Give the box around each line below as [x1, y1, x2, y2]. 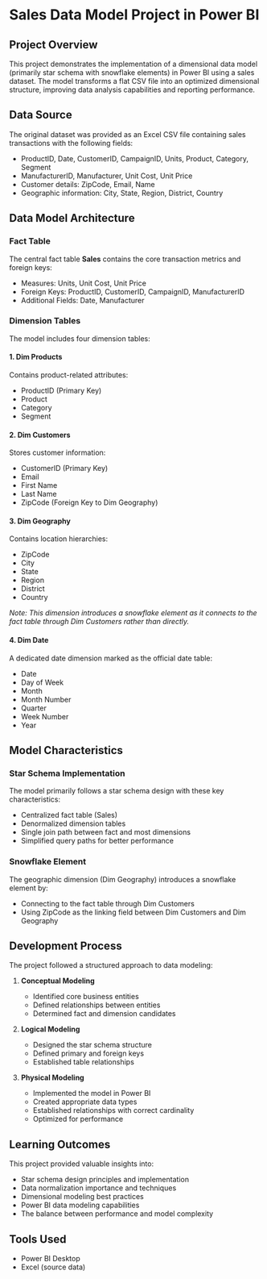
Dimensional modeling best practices [20, 1192, 144, 1202]
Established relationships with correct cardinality [32, 1106, 195, 1115]
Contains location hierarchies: [9, 534, 108, 544]
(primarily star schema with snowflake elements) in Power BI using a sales [9, 68, 255, 77]
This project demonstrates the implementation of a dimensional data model [9, 59, 258, 69]
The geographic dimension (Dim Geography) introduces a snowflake [9, 874, 236, 884]
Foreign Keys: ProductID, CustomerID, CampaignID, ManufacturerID [20, 286, 244, 296]
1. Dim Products [9, 352, 63, 362]
